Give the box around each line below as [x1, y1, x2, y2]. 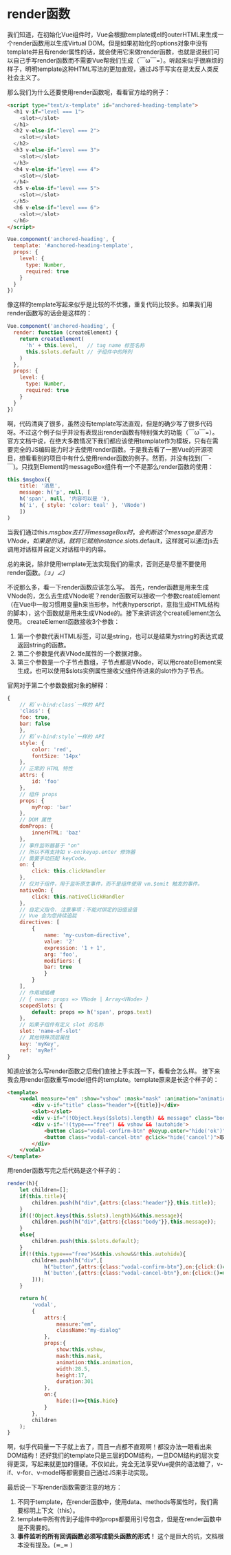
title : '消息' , [19, 483, 61, 490]
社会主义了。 [7, 73, 43, 81]
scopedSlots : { [19, 1002, 63, 1009]
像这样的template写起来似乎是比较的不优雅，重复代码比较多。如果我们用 [7, 300, 213, 309]
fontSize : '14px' [32, 752, 81, 760]
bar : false [19, 720, 51, 727]
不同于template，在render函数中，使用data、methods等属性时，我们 [16, 1498, 213, 1506]
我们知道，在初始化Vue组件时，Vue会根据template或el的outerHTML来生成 [7, 30, 218, 39]
